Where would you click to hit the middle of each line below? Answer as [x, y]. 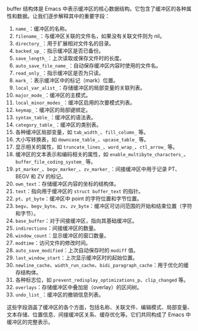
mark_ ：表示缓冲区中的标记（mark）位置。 [67, 80]
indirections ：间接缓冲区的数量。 [57, 228]
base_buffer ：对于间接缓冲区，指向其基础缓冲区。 [76, 221]
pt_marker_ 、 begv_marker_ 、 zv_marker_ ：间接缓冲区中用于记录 [91, 169]
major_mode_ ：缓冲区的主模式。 [53, 95]
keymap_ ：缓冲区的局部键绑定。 [53, 110]
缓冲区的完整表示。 [30, 322]
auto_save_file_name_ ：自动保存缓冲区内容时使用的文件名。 [88, 66]
